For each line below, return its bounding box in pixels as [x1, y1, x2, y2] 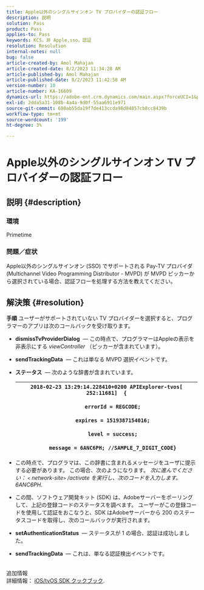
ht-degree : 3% [6, 123, 42, 129]
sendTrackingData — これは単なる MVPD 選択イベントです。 [15, 356, 171, 363]
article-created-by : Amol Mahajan [6, 60, 94, 66]
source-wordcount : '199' [6, 116, 69, 123]
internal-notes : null [6, 49, 61, 55]
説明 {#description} [6, 197, 82, 207]
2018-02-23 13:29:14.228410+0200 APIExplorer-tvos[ [30, 383, 183, 391]
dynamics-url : [6, 94, 42, 100]
